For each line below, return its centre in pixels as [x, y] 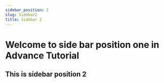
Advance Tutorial [42, 55]
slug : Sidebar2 [21, 15]
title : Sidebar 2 [24, 19]
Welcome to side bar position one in [82, 45]
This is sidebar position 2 [46, 74]
